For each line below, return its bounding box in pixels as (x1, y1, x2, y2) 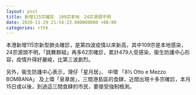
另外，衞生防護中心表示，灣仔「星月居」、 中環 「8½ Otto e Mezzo (6, 68, 166, 76)
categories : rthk (6, 24, 49, 31)
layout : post (6, 8, 38, 15)
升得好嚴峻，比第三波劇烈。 (26, 56, 94, 63)
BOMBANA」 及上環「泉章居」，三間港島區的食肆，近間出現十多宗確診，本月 (6, 76, 191, 83)
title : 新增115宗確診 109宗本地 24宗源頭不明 (6, 14, 111, 20)
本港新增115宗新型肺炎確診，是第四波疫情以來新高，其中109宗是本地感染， (6, 41, 187, 48)
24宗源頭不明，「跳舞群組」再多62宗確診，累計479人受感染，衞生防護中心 (6, 49, 185, 56)
